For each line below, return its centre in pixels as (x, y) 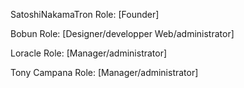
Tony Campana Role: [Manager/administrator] (104, 72)
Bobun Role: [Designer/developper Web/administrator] (122, 33)
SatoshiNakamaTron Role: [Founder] (85, 14)
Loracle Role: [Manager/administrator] (89, 53)
